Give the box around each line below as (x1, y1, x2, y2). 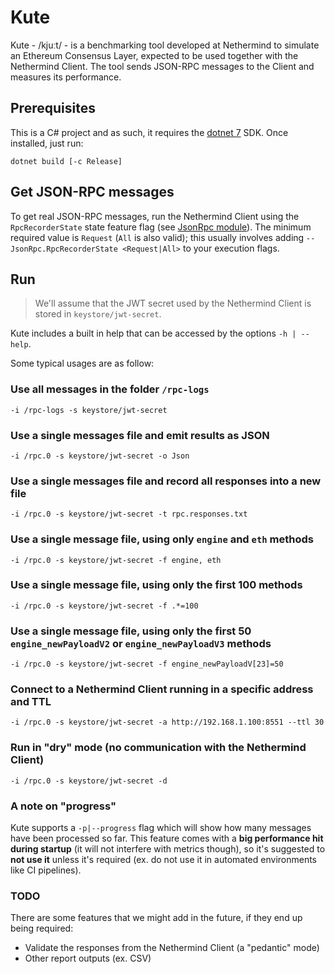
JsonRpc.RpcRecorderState (10, 244, 118, 254)
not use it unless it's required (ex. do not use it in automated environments (10, 854, 318, 866)
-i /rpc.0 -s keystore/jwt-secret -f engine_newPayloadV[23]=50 (10, 659, 284, 670)
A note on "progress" (10, 799, 117, 813)
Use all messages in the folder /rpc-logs (10, 382, 210, 396)
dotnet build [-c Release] (10, 156, 123, 166)
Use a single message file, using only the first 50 (10, 624, 252, 638)
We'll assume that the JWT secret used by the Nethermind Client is (34, 297, 312, 310)
